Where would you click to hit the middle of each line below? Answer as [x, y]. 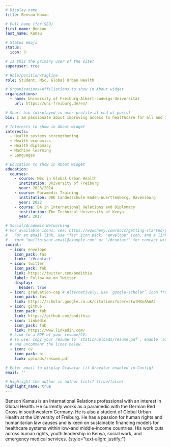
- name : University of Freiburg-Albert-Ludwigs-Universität [75, 99]
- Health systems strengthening [44, 136]
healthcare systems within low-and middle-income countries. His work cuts [84, 428]
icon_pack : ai [29, 354]
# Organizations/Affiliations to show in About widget [65, 89]
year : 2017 [30, 217]
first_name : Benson [26, 29]
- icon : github [26, 307]
